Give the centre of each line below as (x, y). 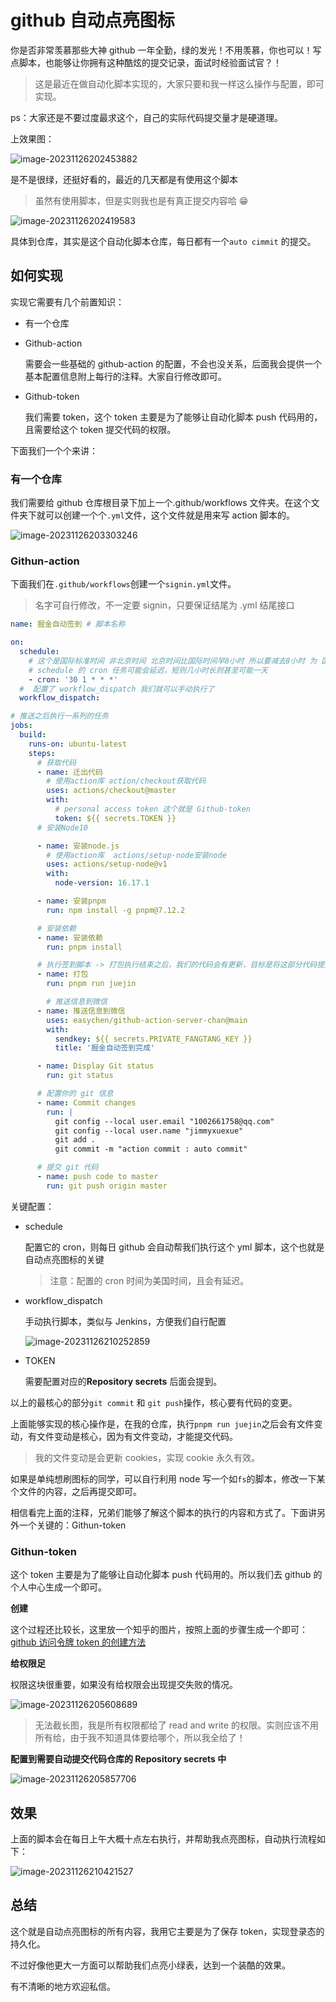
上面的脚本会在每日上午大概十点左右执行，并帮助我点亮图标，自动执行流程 (163, 1838)
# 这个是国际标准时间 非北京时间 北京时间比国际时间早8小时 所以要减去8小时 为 (173, 661)
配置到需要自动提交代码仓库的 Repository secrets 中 (118, 1759)
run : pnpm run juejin (91, 984)
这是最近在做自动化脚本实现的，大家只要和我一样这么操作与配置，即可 (179, 83)
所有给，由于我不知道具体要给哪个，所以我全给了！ (140, 1738)
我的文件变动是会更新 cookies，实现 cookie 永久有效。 (147, 1457)
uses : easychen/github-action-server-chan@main (147, 1020)
